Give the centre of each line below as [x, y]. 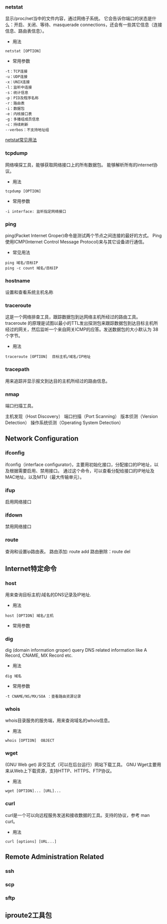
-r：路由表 [15, 104]
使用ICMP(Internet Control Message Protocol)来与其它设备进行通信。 [76, 242]
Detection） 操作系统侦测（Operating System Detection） [64, 423]
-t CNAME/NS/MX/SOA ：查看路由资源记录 [43, 696]
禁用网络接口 [18, 527]
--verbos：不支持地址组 [27, 130]
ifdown [14, 515]
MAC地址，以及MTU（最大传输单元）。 [45, 477]
